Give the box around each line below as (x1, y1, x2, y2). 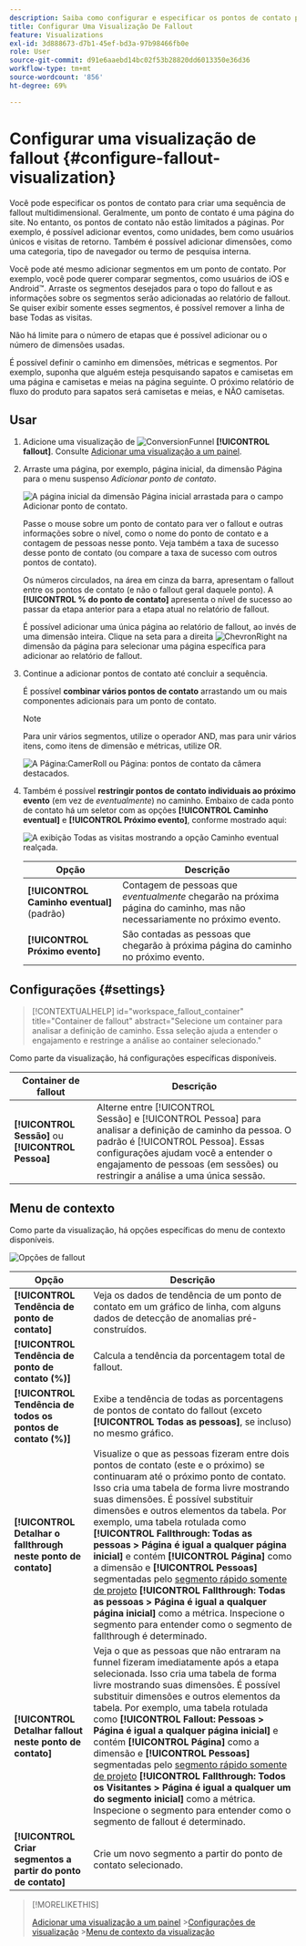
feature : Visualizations (9, 30, 104, 39)
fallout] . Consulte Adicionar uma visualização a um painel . (22, 446, 242, 457)
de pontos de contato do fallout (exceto (93, 1405, 262, 1416)
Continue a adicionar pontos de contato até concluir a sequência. (22, 668, 269, 679)
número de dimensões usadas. (9, 339, 126, 350)
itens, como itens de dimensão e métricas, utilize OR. (22, 740, 222, 752)
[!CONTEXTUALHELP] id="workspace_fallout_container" (31, 1006, 244, 1017)
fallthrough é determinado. (93, 1630, 208, 1642)
